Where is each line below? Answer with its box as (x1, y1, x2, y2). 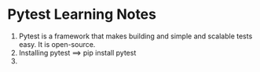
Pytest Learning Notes (7, 5, 156, 23)
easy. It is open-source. (18, 39, 96, 49)
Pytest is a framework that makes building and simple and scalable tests (18, 31, 253, 41)
